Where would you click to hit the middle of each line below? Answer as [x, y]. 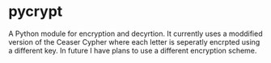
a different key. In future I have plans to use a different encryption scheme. [133, 50]
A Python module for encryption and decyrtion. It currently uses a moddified [135, 33]
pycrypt [36, 12]
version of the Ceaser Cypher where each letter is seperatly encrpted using [134, 41]
